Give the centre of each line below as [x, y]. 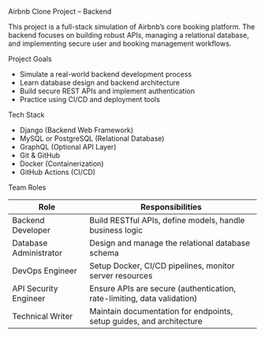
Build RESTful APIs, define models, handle [167, 220]
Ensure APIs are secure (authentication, [163, 288]
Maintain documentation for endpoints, [161, 311]
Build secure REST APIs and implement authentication [107, 91]
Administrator [37, 253]
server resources [121, 276]
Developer [32, 230]
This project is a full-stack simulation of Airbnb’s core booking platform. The [132, 27]
